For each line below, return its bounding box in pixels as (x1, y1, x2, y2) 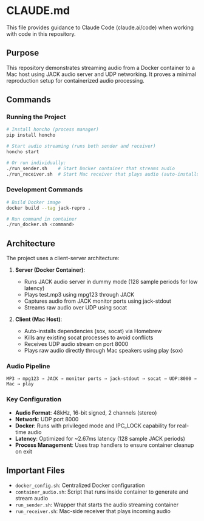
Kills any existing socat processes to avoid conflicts (24, 334, 154, 341)
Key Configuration (6, 395, 62, 404)
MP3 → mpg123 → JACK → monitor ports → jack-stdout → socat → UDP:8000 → (6, 376, 197, 382)
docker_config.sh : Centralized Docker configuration (15, 481, 145, 489)
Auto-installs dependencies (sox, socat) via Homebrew (24, 328, 162, 335)
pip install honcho (6, 132, 56, 139)
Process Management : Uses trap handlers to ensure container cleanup (15, 441, 194, 449)
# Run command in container (6, 216, 78, 222)
